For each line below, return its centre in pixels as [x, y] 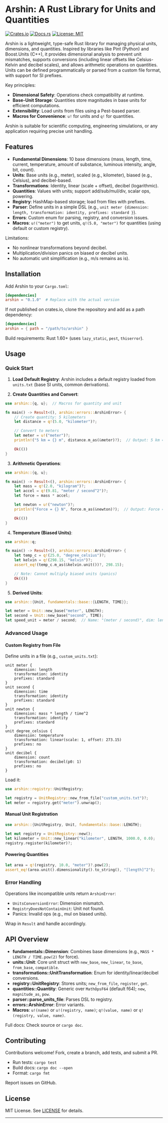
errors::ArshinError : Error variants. [48, 1004]
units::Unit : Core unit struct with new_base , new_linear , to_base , [78, 962]
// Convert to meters [36, 431]
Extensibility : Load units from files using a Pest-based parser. [76, 111]
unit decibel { [21, 753]
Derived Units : [28, 593]
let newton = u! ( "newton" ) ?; [44, 505]
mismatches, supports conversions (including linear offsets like [70, 59]
